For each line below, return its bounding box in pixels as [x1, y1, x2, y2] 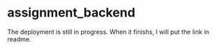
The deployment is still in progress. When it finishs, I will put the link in [7, 28, 210, 36]
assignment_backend [7, 5, 136, 21]
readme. [7, 35, 31, 43]
